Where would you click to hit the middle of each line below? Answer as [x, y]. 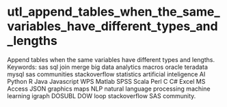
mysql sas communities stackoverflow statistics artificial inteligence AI [106, 74]
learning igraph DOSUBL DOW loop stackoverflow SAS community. [102, 95]
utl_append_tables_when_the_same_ [113, 12]
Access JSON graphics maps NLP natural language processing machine [109, 89]
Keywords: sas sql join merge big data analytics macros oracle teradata [108, 67]
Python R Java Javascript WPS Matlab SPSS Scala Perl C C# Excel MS [106, 81]
